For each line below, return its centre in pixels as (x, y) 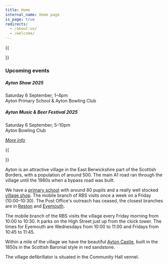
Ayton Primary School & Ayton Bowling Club (51, 100)
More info (15, 140)
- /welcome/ (22, 33)
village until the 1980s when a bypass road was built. (60, 180)
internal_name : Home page (32, 15)
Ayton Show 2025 (24, 83)
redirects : (17, 24)
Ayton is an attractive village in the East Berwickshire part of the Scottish (81, 169)
